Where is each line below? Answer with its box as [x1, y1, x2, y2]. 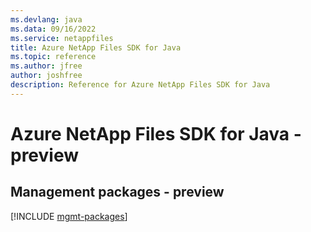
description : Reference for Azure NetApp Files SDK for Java [10, 80, 271, 90]
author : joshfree [10, 71, 83, 81]
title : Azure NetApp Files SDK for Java [10, 42, 182, 53]
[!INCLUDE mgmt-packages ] [10, 210, 128, 222]
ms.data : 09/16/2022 [10, 24, 97, 34]
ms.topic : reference [10, 52, 97, 62]
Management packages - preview [10, 184, 225, 201]
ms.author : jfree [10, 61, 83, 71]
